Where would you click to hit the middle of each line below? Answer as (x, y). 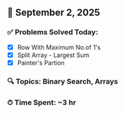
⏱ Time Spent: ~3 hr (42, 102)
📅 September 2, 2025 (54, 13)
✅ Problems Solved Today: (53, 32)
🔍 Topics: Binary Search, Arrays (63, 81)
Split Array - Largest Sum (53, 55)
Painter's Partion (41, 62)
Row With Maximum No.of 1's (59, 47)
